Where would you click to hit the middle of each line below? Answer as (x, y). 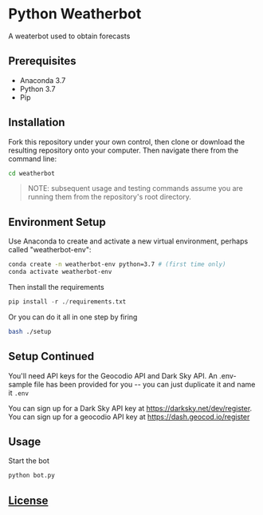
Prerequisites (42, 61)
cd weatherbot (32, 173)
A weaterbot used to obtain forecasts (69, 36)
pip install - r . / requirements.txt (67, 302)
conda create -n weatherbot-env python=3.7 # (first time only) (117, 264)
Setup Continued (51, 357)
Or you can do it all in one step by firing (73, 317)
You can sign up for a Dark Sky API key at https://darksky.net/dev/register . (130, 408)
